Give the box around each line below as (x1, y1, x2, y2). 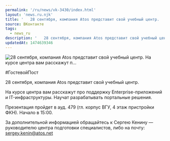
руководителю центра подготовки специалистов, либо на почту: (5, 124, 145, 130)
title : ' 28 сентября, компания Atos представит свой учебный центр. (5, 17, 159, 22)
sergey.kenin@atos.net (5, 130, 53, 136)
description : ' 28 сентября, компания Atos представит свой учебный (5, 36, 157, 41)
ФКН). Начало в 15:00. (5, 109, 53, 115)
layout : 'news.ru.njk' (5, 12, 53, 17)
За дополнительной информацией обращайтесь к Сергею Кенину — (5, 119, 153, 125)
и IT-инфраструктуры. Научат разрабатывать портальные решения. (5, 94, 152, 100)
